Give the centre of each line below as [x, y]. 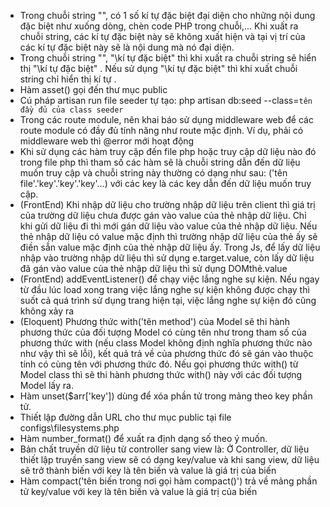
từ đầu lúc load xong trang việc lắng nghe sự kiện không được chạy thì [164, 289]
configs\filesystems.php [69, 428]
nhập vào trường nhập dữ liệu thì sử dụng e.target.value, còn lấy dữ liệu [167, 258]
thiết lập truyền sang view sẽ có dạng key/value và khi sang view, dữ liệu [169, 459]
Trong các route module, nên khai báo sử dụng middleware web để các [166, 119]
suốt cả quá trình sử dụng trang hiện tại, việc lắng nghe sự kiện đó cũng [168, 300]
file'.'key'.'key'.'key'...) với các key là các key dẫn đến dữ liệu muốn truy [165, 183]
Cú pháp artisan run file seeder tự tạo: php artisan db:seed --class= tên [166, 100]
